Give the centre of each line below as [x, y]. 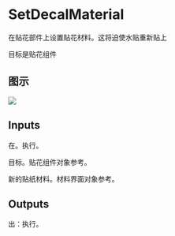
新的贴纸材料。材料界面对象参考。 [63, 178]
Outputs [29, 204]
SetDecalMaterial [66, 15]
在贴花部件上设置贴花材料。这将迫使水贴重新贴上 [87, 37]
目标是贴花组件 [32, 54]
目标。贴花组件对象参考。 [50, 162]
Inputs [24, 125]
